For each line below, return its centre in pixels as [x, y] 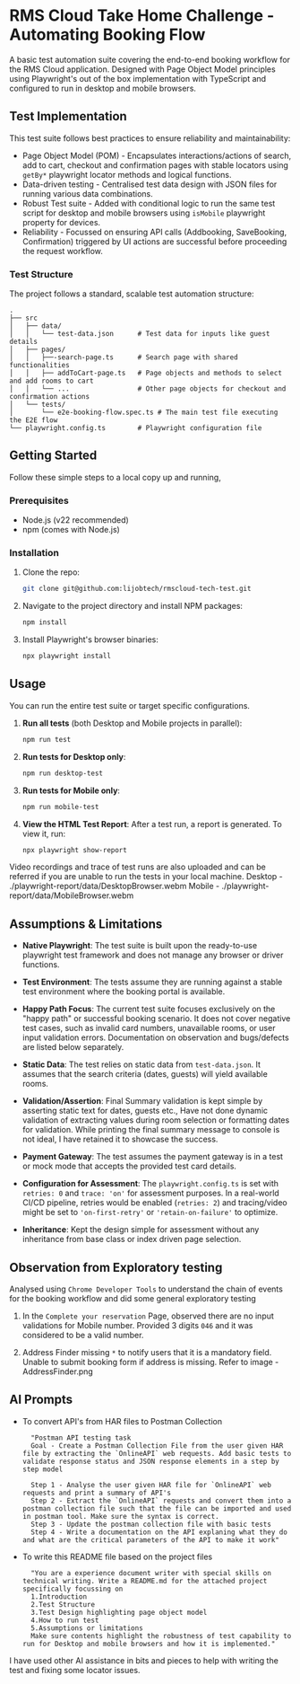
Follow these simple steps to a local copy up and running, [115, 477]
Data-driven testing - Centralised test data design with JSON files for [150, 184]
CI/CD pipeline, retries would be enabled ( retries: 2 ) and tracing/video [155, 1203]
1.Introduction [59, 1596]
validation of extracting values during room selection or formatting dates [156, 1120]
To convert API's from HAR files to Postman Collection [122, 1421]
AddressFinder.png [58, 1371]
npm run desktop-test [62, 773]
